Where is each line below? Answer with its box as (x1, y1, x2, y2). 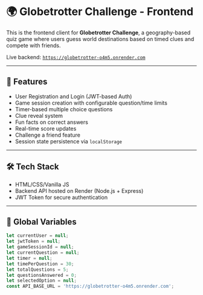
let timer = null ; (6, 255, 53, 261)
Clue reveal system (14, 112, 63, 119)
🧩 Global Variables (6, 216, 77, 227)
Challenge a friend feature (14, 131, 80, 138)
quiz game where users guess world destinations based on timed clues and (6, 35, 195, 42)
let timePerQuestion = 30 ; (6, 261, 74, 267)
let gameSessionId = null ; (6, 244, 74, 250)
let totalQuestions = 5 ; (6, 267, 69, 273)
